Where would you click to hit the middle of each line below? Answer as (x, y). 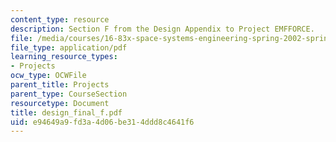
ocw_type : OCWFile (48, 76)
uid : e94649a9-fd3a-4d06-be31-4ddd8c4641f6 (102, 122)
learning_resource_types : (64, 57)
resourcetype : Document (60, 103)
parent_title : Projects (60, 85)
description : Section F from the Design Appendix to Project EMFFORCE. (162, 29)
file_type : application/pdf (69, 47)
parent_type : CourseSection (69, 94)
